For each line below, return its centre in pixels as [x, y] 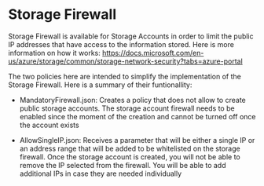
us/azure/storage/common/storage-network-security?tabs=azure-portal [126, 61]
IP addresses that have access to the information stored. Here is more [121, 44]
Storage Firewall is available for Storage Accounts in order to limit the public [131, 36]
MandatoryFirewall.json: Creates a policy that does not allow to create [132, 100]
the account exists [49, 125]
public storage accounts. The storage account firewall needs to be [127, 108]
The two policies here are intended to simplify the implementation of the [125, 76]
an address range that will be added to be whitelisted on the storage [130, 148]
